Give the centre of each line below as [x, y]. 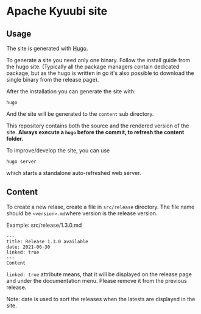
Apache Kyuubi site [57, 11]
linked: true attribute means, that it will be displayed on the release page [99, 274]
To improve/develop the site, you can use [58, 150]
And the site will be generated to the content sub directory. [80, 114]
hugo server [21, 162]
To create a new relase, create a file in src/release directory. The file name [100, 207]
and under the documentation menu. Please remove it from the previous [97, 280]
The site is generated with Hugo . [47, 48]
